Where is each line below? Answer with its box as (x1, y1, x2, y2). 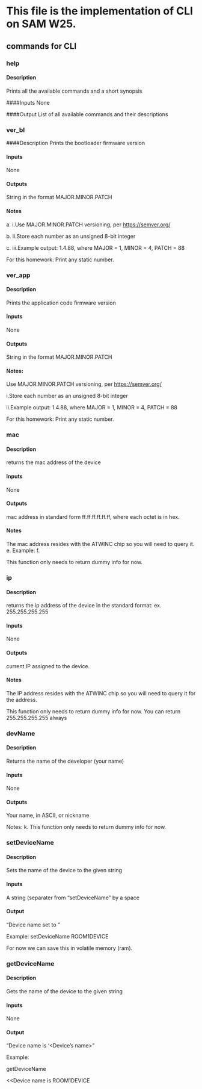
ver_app (6, 271, 31, 279)
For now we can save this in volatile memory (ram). (6, 944, 133, 952)
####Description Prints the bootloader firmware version (6, 140, 145, 146)
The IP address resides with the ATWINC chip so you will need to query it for (6, 689, 196, 697)
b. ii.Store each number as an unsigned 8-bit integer (6, 232, 136, 240)
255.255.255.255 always (6, 714, 67, 721)
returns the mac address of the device (6, 459, 101, 466)
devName (6, 729, 35, 737)
